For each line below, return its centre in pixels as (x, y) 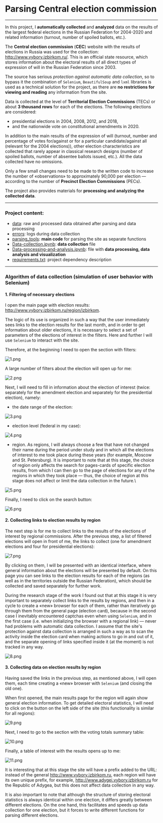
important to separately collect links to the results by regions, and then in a (80, 600)
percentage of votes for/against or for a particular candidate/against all (76, 141)
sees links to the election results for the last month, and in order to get (75, 325)
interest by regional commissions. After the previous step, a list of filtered (78, 536)
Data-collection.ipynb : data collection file (54, 244)
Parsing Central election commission (81, 9)
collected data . (20, 196)
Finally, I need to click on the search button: (49, 500)
